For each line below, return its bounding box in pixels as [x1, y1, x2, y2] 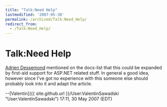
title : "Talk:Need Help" [5, 7, 58, 13]
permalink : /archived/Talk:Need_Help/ [5, 17, 87, 22]
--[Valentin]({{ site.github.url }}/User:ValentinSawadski [5, 90, 119, 96]
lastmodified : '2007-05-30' [5, 12, 65, 17]
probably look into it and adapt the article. [5, 81, 93, 87]
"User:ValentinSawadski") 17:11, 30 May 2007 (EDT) [5, 96, 112, 102]
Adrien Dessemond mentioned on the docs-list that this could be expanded [5, 65, 162, 71]
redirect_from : [5, 21, 37, 27]
